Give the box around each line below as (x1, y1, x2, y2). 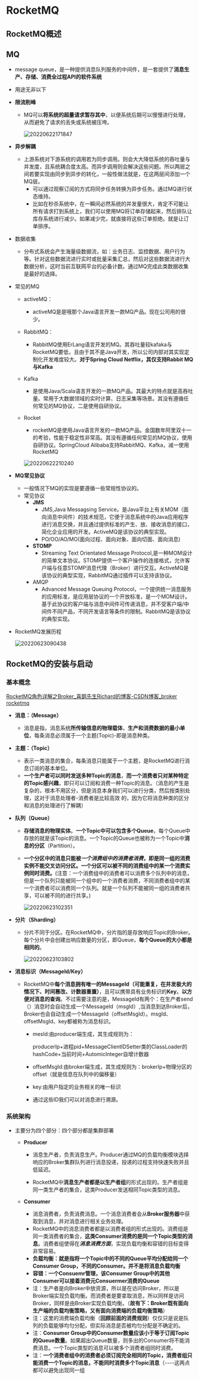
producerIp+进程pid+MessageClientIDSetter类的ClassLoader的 (32, 1043, 188, 1050)
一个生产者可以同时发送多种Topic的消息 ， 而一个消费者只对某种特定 (23, 772, 189, 779)
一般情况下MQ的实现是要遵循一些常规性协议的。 (23, 485, 142, 492)
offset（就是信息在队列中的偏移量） (32, 1070, 120, 1078)
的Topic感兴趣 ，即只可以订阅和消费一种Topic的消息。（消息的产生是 (23, 780, 189, 787)
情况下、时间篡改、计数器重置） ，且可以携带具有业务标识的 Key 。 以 (23, 988, 187, 995)
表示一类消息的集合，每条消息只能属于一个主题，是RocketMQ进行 (23, 757, 185, 764)
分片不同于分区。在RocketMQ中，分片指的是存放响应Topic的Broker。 (23, 929, 194, 936)
